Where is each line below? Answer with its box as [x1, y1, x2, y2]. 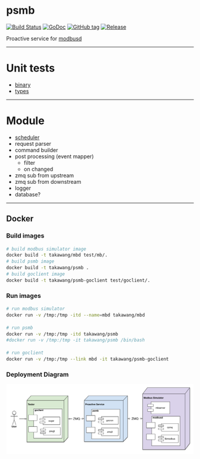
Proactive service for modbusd [6, 35, 82, 42]
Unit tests [6, 61, 55, 75]
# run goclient [6, 350, 44, 356]
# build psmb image [6, 258, 55, 264]
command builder [14, 146, 58, 153]
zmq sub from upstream [14, 171, 74, 179]
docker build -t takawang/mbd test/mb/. [6, 252, 108, 258]
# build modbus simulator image [6, 246, 86, 252]
